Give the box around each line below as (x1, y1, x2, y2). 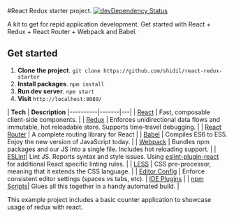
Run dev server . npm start (17, 87, 95, 95)
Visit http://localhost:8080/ (17, 94, 103, 102)
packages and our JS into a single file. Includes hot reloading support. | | (7, 145, 217, 153)
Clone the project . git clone (17, 66, 101, 75)
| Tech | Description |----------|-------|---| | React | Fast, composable (7, 108, 211, 116)
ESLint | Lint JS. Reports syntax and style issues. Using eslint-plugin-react (7, 152, 219, 160)
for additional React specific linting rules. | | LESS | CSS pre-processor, (7, 159, 212, 168)
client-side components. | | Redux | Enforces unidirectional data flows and (7, 115, 221, 123)
